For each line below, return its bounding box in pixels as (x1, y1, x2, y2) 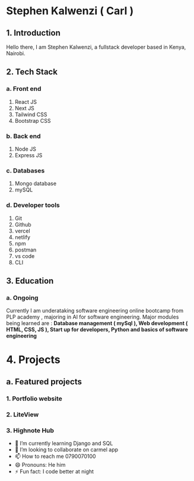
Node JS (14, 145, 37, 152)
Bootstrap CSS (14, 117, 51, 124)
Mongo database (14, 180, 57, 187)
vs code (14, 252, 35, 259)
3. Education (6, 276, 54, 286)
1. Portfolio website (6, 394, 62, 403)
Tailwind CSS (14, 111, 47, 118)
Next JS (14, 104, 34, 112)
